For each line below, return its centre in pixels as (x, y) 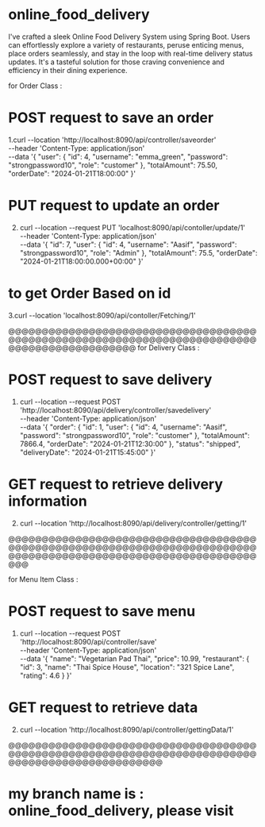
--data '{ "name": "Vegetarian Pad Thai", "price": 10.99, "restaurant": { (134, 658)
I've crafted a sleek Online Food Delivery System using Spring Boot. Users (129, 37)
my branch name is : (76, 793)
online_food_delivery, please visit (121, 810)
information (48, 501)
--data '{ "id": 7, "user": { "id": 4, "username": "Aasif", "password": (128, 244)
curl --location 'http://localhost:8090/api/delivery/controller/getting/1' (133, 523)
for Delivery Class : (169, 348)
